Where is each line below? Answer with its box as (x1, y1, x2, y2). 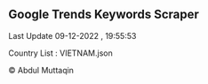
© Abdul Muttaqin (8, 65, 75, 75)
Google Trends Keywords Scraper (8, 7, 199, 22)
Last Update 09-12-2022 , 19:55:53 (8, 30, 137, 41)
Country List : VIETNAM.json (8, 48, 113, 58)
